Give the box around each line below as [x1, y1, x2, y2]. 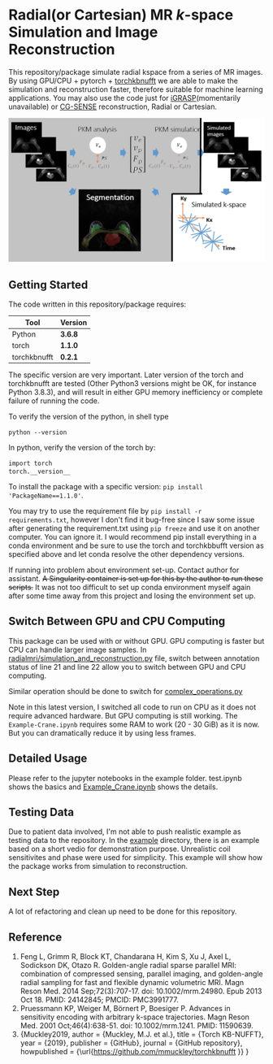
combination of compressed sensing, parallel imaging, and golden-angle [19, 969, 263, 979]
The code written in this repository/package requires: [8, 299, 187, 310]
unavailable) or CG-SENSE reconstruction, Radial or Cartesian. [8, 102, 218, 111]
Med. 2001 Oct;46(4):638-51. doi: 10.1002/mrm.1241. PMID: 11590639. [19, 1021, 253, 1031]
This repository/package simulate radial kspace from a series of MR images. [8, 67, 263, 76]
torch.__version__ [8, 467, 71, 476]
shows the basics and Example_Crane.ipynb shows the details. [8, 782, 219, 792]
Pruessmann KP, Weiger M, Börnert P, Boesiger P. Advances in [19, 1004, 231, 1014]
